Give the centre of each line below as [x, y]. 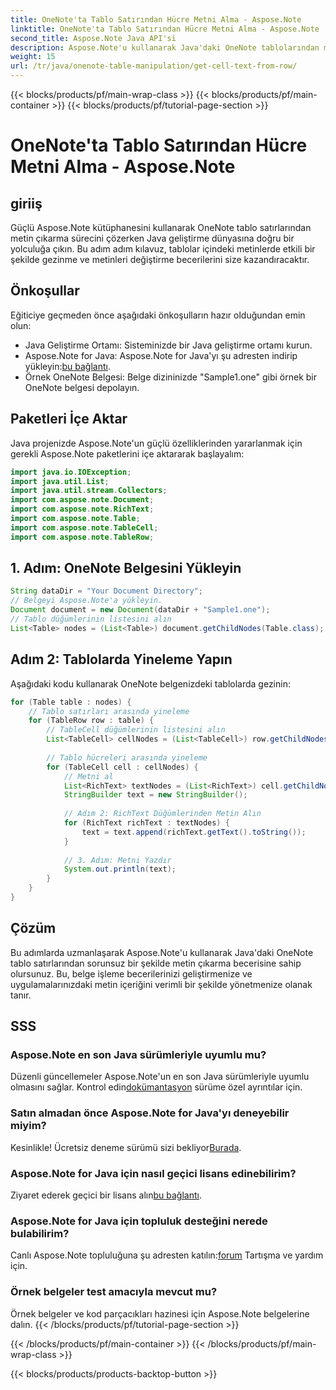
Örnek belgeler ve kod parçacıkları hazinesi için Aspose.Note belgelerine [160, 1313]
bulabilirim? [40, 1233]
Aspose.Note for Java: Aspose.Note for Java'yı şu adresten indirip [161, 355]
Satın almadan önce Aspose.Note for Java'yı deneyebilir [150, 1113]
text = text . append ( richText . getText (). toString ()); [194, 832]
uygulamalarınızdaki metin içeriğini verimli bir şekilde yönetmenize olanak [161, 984]
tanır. [21, 995]
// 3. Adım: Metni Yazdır [117, 860]
